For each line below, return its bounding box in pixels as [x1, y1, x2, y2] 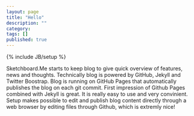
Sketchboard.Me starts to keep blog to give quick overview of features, [6, 65, 183, 72]
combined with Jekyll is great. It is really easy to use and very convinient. [6, 91, 188, 97]
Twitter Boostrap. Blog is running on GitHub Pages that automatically [6, 78, 177, 85]
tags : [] [6, 31, 28, 37]
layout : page [6, 8, 39, 15]
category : [6, 25, 31, 32]
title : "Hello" [6, 14, 45, 20]
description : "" [6, 20, 47, 26]
